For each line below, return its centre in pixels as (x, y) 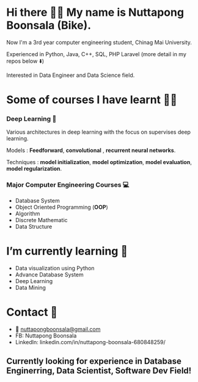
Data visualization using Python (55, 268)
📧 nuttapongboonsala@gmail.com (58, 329)
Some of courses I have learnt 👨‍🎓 (92, 100)
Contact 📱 (32, 312)
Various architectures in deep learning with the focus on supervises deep (99, 132)
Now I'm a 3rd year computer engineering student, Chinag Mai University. (99, 42)
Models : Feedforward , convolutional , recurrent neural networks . (91, 150)
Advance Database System (49, 275)
